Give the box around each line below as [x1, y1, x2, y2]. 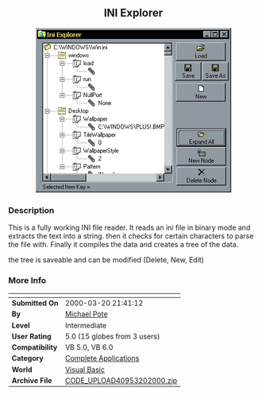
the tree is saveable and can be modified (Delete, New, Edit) [8, 255, 205, 265]
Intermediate [64, 320, 107, 330]
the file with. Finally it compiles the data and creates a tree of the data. [8, 240, 239, 250]
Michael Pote [64, 309, 109, 319]
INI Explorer [103, 6, 164, 20]
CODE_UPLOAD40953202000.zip [64, 375, 178, 385]
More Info [8, 275, 47, 286]
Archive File [11, 375, 52, 385]
